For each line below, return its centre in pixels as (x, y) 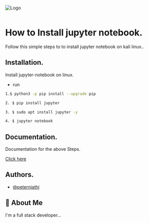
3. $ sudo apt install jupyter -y (42, 112)
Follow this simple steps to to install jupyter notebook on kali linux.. (74, 47)
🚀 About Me (24, 203)
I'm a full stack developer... (33, 215)
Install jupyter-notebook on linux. (40, 75)
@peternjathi (26, 187)
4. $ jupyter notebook (29, 121)
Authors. (19, 175)
